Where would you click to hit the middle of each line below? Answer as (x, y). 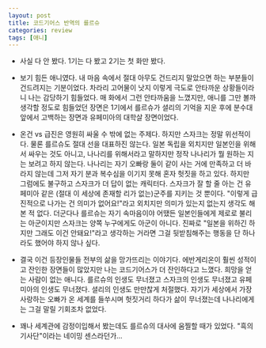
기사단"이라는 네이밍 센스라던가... (71, 336)
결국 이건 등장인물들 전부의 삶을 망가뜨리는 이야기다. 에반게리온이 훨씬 (127, 260)
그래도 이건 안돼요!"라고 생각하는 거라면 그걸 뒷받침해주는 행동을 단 (138, 233)
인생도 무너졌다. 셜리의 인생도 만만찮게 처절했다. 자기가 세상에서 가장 (146, 289)
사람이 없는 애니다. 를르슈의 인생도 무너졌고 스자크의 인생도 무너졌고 (133, 280)
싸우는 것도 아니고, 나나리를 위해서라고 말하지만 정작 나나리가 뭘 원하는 (137, 154)
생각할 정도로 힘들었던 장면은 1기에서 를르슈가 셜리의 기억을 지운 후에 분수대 (136, 108)
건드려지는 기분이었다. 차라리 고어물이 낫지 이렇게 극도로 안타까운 (120, 88)
